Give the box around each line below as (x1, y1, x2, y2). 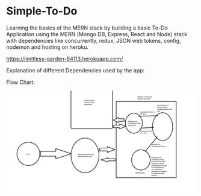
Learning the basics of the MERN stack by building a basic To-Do (6, 24, 169, 31)
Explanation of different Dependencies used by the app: (6, 66, 145, 74)
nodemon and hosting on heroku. (6, 43, 89, 51)
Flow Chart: (6, 78, 35, 86)
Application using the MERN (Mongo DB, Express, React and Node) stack (6, 30, 188, 37)
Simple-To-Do (6, 4, 78, 18)
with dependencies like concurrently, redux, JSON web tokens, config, (6, 37, 182, 44)
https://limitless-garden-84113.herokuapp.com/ (6, 55, 123, 62)
